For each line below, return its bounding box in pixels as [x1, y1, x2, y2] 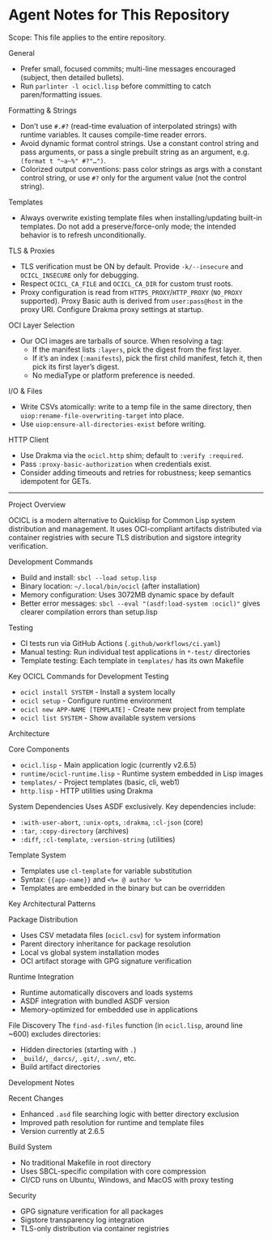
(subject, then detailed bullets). [19, 72, 124, 82]
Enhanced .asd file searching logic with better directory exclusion [19, 1109, 240, 1119]
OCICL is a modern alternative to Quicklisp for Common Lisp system [8, 515, 236, 524]
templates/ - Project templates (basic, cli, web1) [19, 777, 181, 787]
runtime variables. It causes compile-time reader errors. [19, 130, 207, 139]
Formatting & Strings [8, 105, 77, 115]
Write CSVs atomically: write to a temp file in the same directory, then [19, 401, 253, 411]
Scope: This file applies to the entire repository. [8, 32, 167, 42]
